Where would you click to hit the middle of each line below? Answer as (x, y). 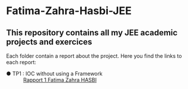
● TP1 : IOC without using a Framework (54, 74)
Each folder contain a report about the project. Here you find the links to (94, 56)
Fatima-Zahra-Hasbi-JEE (69, 11)
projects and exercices (49, 42)
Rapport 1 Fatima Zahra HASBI (60, 80)
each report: (21, 62)
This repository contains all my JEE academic (92, 33)
